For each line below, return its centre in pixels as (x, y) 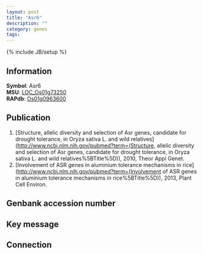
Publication (28, 118)
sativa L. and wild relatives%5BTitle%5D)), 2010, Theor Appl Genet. (100, 158)
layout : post (23, 12)
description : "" (27, 23)
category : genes (27, 29)
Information (29, 71)
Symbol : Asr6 (24, 85)
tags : (13, 35)
